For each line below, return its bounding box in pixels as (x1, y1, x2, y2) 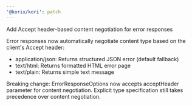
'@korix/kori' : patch (6, 8, 61, 15)
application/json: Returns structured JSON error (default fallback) (15, 55, 179, 62)
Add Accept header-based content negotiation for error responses (6, 25, 173, 33)
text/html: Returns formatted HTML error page (15, 62, 131, 69)
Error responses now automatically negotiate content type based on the (6, 37, 187, 44)
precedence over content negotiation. (6, 93, 101, 100)
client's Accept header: (6, 44, 65, 51)
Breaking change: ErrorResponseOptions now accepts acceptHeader (6, 80, 179, 87)
